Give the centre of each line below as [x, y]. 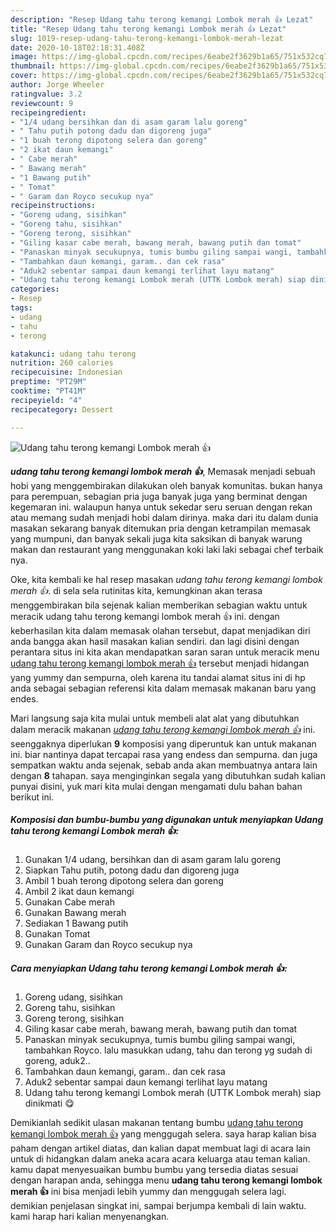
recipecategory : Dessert [62, 409]
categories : [35, 289]
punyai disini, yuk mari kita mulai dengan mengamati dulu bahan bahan [156, 786]
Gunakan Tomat [57, 934]
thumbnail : [33, 66]
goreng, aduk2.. [57, 1061]
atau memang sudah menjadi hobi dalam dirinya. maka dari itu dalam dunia [164, 517]
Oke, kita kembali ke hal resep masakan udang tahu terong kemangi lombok [166, 579]
